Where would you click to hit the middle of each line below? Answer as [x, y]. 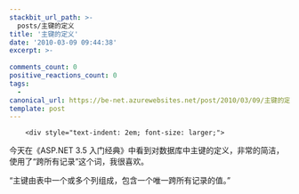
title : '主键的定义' [44, 34]
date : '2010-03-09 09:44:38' [63, 42]
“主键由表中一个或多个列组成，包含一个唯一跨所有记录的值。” [120, 181]
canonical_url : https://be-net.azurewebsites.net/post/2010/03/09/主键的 [147, 100]
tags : [19, 84]
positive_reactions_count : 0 [63, 76]
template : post [37, 109]
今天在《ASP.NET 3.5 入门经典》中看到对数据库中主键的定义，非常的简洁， [147, 150]
